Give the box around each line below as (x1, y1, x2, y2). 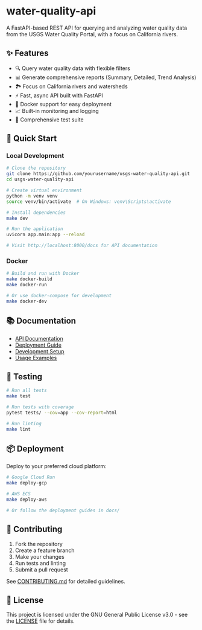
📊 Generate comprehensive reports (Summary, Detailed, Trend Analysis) (14, 74, 197, 81)
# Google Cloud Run (6, 474, 55, 481)
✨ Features (6, 48, 49, 59)
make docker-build (6, 276, 52, 282)
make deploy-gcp (6, 480, 47, 486)
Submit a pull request (14, 566, 68, 573)
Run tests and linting (14, 559, 66, 567)
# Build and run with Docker (6, 271, 80, 277)
